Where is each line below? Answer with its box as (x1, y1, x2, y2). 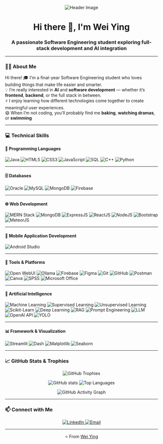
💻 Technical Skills (5, 132, 49, 138)
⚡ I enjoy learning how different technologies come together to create (5, 98, 144, 103)
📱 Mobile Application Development (5, 233, 77, 239)
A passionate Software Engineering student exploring (11, 39, 141, 46)
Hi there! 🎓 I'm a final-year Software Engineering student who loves (5, 74, 142, 80)
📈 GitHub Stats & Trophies (5, 358, 69, 364)
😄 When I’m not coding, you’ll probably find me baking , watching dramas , (5, 110, 155, 116)
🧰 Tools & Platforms (5, 259, 45, 265)
